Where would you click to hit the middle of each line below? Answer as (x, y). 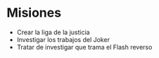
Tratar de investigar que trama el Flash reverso (84, 47)
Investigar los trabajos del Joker (63, 39)
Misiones (34, 13)
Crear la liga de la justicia (53, 32)
